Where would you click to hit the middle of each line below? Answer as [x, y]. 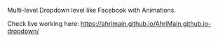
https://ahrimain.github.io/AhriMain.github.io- [146, 23]
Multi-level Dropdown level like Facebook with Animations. [92, 10]
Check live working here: [43, 23]
